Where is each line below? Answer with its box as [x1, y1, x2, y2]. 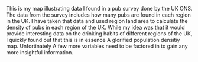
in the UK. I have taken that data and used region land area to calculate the [6, 18, 188, 24]
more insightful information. [6, 49, 74, 56]
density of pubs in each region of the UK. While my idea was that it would [6, 24, 185, 31]
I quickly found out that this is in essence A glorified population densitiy [6, 37, 180, 43]
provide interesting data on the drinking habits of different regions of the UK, [6, 30, 193, 37]
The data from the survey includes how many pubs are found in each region [6, 11, 191, 18]
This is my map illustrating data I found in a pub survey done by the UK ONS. [6, 5, 193, 12]
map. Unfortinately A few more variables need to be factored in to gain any [6, 43, 188, 50]
